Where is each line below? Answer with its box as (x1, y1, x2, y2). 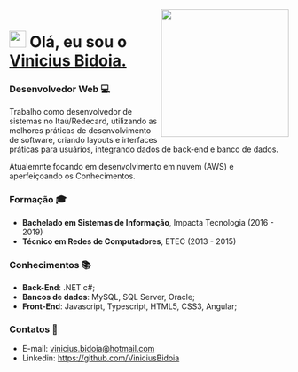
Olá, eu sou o (29, 32, 127, 52)
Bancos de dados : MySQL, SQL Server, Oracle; (21, 292, 195, 303)
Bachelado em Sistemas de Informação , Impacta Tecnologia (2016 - (21, 217, 275, 227)
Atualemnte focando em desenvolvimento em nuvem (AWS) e (9, 162, 234, 172)
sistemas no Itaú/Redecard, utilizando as (9, 115, 158, 127)
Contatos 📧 (9, 323, 59, 336)
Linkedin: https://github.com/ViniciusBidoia (21, 352, 180, 363)
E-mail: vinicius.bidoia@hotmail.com (21, 344, 155, 354)
